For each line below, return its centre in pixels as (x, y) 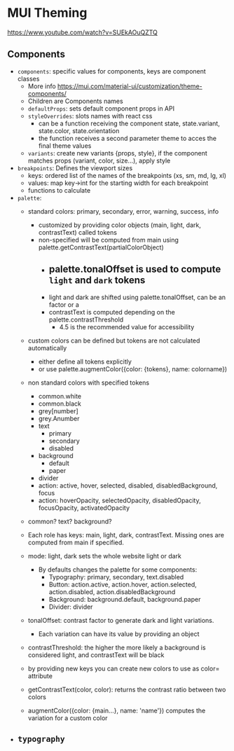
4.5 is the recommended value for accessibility (127, 326)
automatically (47, 347)
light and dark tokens (97, 281)
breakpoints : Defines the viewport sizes (75, 168)
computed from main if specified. (76, 542)
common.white (60, 396)
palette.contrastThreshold (86, 319)
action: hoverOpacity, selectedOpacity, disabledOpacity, (119, 500)
